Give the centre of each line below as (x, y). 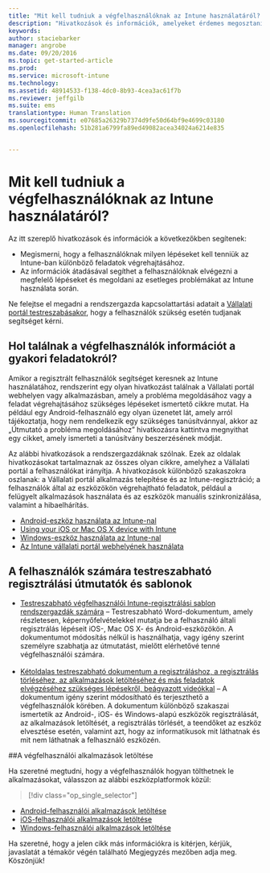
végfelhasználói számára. (62, 655)
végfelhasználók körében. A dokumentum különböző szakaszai (125, 706)
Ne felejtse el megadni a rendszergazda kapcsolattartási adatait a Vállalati (131, 303)
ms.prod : (23, 68)
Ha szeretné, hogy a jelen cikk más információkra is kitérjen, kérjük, (120, 844)
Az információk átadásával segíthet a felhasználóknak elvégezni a (129, 271)
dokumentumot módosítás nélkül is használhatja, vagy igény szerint (132, 637)
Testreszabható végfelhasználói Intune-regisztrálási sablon (118, 603)
